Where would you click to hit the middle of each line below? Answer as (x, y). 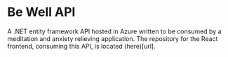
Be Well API (41, 12)
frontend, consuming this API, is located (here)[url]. (81, 46)
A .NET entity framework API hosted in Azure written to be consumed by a (115, 31)
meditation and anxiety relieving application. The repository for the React (113, 38)
